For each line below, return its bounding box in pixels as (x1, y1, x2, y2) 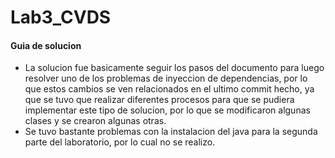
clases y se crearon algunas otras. (24, 115, 167, 127)
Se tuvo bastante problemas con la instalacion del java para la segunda (24, 126, 318, 138)
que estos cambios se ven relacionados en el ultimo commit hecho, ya (24, 83, 315, 95)
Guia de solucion (10, 39, 82, 51)
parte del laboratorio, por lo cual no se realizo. (24, 136, 216, 148)
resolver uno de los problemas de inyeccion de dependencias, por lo (24, 72, 308, 85)
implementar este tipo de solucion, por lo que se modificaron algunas (24, 104, 311, 116)
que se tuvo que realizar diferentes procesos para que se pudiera (24, 94, 295, 106)
